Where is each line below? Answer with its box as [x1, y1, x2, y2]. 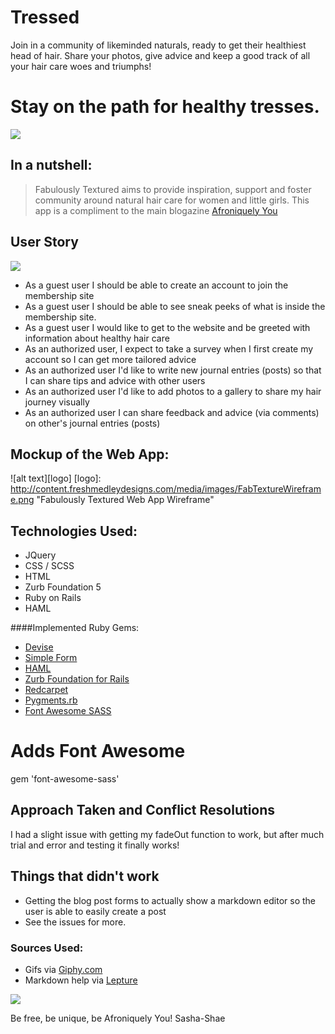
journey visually [24, 396, 90, 408]
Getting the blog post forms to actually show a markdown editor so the [24, 894, 316, 906]
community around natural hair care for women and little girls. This [34, 194, 310, 206]
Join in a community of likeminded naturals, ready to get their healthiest [10, 39, 307, 51]
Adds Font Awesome [10, 740, 186, 763]
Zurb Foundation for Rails [24, 673, 130, 685]
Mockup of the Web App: [10, 446, 170, 463]
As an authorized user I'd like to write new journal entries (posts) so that [24, 364, 322, 376]
